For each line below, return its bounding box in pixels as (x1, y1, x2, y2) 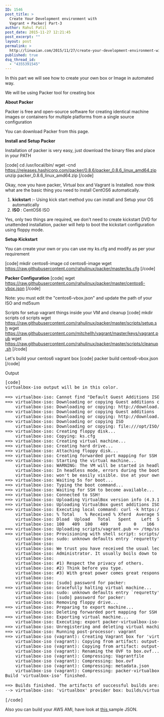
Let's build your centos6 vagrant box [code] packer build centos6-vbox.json (5, 355, 159, 362)
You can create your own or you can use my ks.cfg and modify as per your (5, 246, 155, 252)
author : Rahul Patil (5, 25, 47, 30)
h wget (5, 326, 19, 331)
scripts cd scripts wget (5, 315, 51, 321)
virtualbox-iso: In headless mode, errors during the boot (15, 468, 160, 473)
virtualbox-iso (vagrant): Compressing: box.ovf (15, 658, 134, 664)
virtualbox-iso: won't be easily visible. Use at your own (15, 473, 160, 478)
